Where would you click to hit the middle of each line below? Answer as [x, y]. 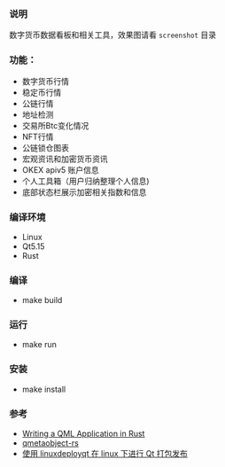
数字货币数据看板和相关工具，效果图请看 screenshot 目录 [113, 35]
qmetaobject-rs [50, 443]
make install [44, 389]
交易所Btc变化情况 [55, 125]
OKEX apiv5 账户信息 [60, 169]
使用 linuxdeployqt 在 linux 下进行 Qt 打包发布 [105, 454]
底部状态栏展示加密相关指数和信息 [84, 191]
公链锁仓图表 [45, 147]
